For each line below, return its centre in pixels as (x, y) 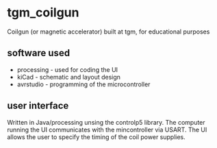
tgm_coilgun (43, 13)
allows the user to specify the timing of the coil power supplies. (97, 137)
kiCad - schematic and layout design (69, 77)
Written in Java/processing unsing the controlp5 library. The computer (106, 122)
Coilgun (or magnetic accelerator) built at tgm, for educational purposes (108, 32)
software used (39, 53)
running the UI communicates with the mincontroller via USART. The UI (107, 129)
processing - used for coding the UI (67, 69)
